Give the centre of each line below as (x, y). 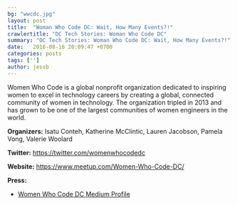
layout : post (27, 21)
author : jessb (28, 67)
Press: (17, 180)
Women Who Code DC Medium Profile (74, 194)
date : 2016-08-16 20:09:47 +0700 (60, 47)
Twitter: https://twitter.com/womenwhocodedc (77, 152)
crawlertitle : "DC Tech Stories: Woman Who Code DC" (87, 34)
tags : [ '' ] (23, 61)
